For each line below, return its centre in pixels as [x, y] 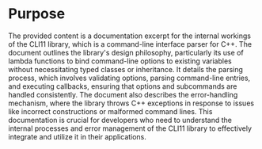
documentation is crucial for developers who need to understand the [120, 120]
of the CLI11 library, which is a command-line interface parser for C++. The [130, 44]
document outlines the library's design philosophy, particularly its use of [126, 52]
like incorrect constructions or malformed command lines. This [110, 111]
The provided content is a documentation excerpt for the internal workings [130, 36]
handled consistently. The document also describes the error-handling [123, 94]
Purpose [37, 14]
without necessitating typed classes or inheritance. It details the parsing [126, 69]
